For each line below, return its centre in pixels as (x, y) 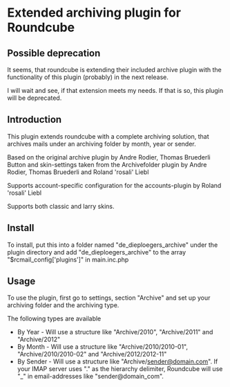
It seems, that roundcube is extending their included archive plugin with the (115, 70)
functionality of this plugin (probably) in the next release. (88, 77)
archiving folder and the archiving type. (63, 305)
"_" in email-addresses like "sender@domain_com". (90, 377)
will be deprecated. (35, 98)
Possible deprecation (54, 53)
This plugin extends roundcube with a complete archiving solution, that (108, 136)
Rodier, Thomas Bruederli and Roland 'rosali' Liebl (78, 172)
